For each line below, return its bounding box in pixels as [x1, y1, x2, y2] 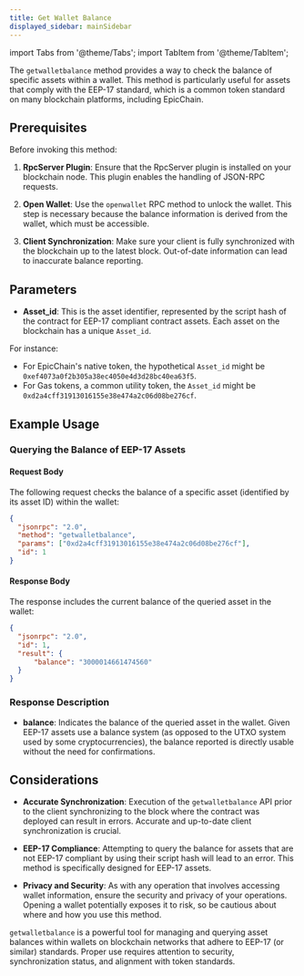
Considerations [9, 772, 99, 787]
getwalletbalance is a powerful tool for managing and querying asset [9, 927, 269, 938]
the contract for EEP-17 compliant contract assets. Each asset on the [22, 316, 280, 327]
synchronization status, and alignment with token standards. [9, 956, 236, 967]
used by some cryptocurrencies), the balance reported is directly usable [22, 736, 294, 747]
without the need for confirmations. [22, 745, 157, 757]
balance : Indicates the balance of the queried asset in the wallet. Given [22, 717, 290, 728]
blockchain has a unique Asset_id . [22, 326, 152, 337]
